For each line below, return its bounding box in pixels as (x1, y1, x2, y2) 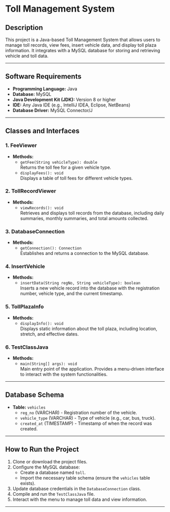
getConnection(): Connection (20, 246, 82, 251)
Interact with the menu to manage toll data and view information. (12, 496, 148, 502)
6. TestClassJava (5, 343, 49, 350)
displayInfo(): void (20, 321, 64, 326)
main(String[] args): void (20, 361, 77, 367)
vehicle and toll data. (5, 53, 49, 59)
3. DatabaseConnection (5, 228, 65, 235)
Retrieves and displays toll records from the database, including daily (20, 210, 164, 216)
